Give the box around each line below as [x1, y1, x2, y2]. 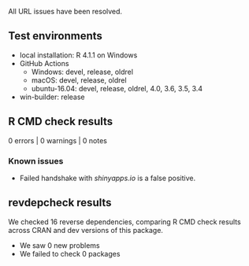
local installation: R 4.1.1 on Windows [19, 50, 138, 60]
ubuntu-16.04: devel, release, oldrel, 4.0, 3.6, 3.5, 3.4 [31, 83, 203, 93]
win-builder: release [19, 92, 85, 102]
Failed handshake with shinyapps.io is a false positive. [19, 173, 196, 183]
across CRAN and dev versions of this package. [8, 225, 164, 235]
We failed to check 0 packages [19, 249, 121, 258]
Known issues [8, 155, 64, 166]
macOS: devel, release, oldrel [31, 75, 128, 85]
